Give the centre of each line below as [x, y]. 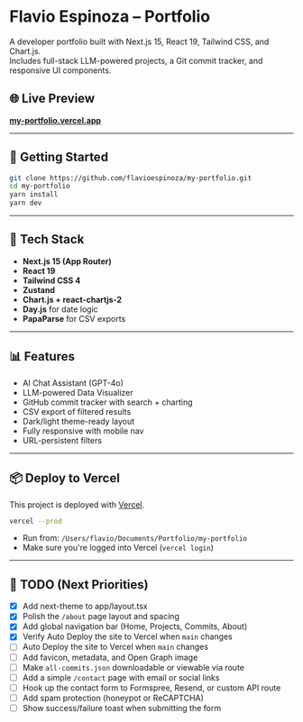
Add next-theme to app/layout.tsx [85, 607]
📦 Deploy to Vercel [64, 478]
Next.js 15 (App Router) [67, 261]
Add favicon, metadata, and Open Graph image [110, 657]
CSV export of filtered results [77, 411]
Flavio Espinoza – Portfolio [110, 17]
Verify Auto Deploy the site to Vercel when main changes [127, 636]
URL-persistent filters [62, 440]
